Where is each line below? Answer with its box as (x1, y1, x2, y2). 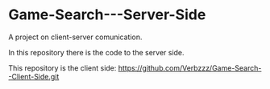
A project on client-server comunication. (8, 32, 143, 42)
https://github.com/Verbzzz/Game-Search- (118, 63, 262, 73)
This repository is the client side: (8, 63, 117, 73)
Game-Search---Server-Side (8, 6, 206, 24)
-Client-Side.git (8, 71, 60, 81)
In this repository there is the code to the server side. (8, 47, 185, 57)
